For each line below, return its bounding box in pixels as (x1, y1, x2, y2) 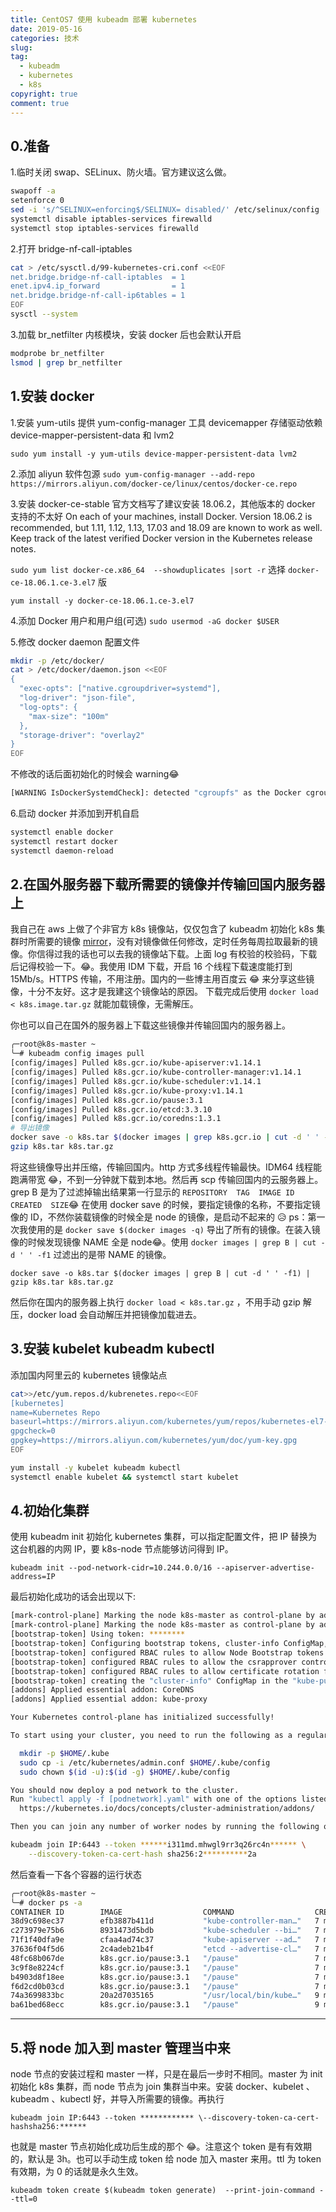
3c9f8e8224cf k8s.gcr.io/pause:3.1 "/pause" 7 (10, 1962, 320, 1973)
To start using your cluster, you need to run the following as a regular (10, 1731, 329, 1741)
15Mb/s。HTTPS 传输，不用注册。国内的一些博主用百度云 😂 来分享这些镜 (10, 973, 315, 985)
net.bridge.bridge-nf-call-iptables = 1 (10, 272, 186, 282)
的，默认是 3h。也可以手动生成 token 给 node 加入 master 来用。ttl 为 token (10, 2153, 322, 2165)
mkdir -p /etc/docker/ (10, 656, 105, 666)
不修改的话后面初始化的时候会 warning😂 (10, 768, 180, 780)
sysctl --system (10, 309, 78, 320)
